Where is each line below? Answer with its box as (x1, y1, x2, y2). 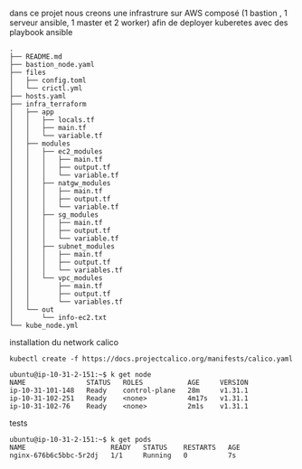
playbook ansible (9, 27, 73, 37)
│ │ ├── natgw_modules (9, 179, 111, 188)
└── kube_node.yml (9, 321, 79, 330)
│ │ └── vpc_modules (9, 274, 103, 283)
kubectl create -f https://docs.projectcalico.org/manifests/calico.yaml (9, 354, 294, 363)
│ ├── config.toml (9, 76, 88, 85)
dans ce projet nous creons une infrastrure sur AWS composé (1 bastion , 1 (9, 8, 288, 18)
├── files (9, 68, 47, 77)
